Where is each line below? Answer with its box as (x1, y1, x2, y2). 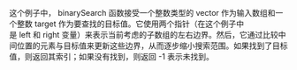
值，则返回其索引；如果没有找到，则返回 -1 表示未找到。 (9, 52, 215, 61)
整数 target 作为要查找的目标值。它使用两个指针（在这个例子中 (16, 18, 245, 29)
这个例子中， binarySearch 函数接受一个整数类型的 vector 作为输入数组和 (9, 8, 276, 17)
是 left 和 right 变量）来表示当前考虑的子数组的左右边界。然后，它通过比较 (9, 30, 278, 39)
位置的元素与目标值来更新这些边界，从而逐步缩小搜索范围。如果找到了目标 (16, 40, 288, 51)
